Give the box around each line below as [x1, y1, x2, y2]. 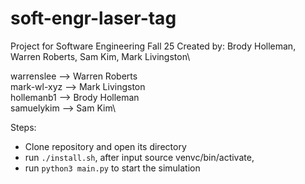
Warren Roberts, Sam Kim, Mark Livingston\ [10, 50, 191, 62]
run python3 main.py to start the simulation [24, 162, 201, 174]
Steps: [10, 121, 37, 133]
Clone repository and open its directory [24, 140, 187, 152]
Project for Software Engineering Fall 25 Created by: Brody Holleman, [10, 40, 297, 52]
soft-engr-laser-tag [10, 7, 177, 30]
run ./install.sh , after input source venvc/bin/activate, [24, 151, 255, 163]
